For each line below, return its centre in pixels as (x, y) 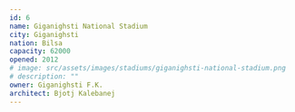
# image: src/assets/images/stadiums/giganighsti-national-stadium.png (147, 69)
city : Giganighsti (44, 34)
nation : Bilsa (36, 43)
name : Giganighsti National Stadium (79, 26)
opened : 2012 (34, 60)
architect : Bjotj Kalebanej (63, 93)
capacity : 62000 (40, 51)
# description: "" (44, 77)
